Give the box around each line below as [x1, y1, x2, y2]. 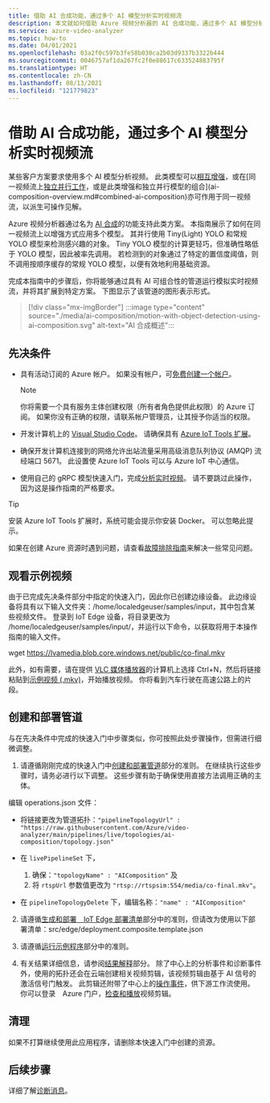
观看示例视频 [8, 568, 72, 583]
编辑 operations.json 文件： [8, 798, 99, 807]
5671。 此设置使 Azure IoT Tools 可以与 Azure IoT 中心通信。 [43, 456, 243, 466]
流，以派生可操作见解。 [8, 202, 86, 211]
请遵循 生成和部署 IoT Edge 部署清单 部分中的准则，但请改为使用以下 [19, 914, 249, 924]
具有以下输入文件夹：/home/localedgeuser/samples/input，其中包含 [22, 601, 248, 611]
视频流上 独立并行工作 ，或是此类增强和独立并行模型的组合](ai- [14, 182, 219, 191]
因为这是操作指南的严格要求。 [19, 483, 119, 493]
